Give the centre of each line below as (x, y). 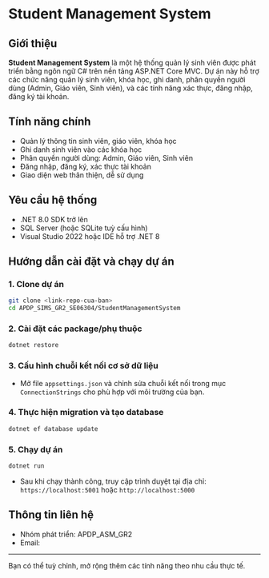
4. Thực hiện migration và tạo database (86, 413)
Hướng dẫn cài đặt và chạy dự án (91, 262)
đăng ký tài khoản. (39, 96)
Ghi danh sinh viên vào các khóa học (81, 149)
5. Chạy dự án (36, 449)
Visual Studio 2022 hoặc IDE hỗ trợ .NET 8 (90, 236)
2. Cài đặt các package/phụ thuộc (75, 329)
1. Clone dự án (36, 284)
